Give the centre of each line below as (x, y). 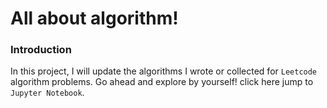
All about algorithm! (94, 18)
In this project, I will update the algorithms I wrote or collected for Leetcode (164, 71)
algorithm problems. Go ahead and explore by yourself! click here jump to (162, 82)
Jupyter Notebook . (47, 93)
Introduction (41, 50)
